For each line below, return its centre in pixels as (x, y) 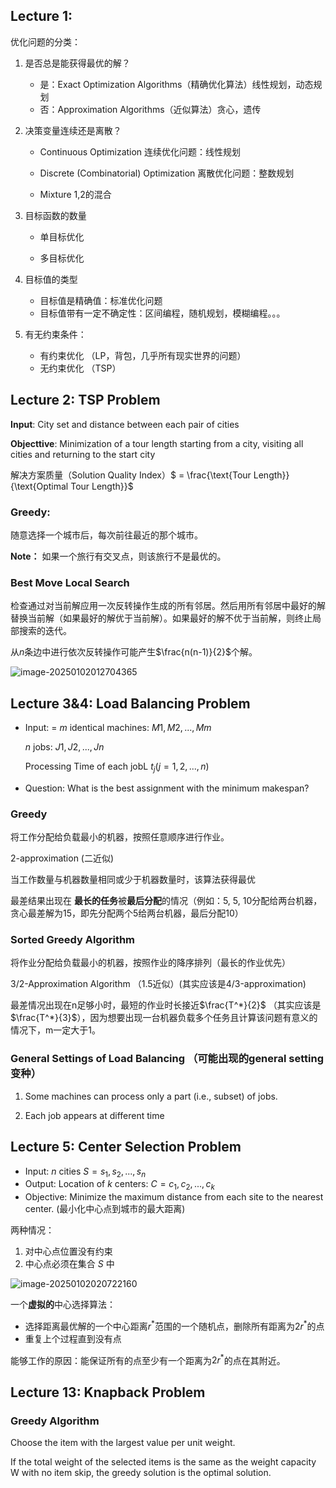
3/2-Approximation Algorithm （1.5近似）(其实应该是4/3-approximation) (158, 984)
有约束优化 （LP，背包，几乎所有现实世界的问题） (143, 355)
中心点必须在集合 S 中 (69, 1264)
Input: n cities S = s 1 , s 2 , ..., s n (85, 1172)
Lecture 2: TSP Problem (85, 400)
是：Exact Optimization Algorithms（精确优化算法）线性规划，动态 (176, 84)
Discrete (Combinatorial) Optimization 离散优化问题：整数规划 (167, 173)
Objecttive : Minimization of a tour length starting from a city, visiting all (157, 443)
